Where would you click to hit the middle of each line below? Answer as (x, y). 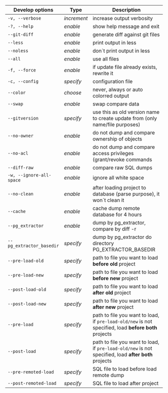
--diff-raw (20, 168)
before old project (114, 264)
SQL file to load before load (124, 369)
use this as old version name (126, 112)
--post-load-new (27, 304)
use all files (105, 59)
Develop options (33, 10)
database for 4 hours (117, 214)
